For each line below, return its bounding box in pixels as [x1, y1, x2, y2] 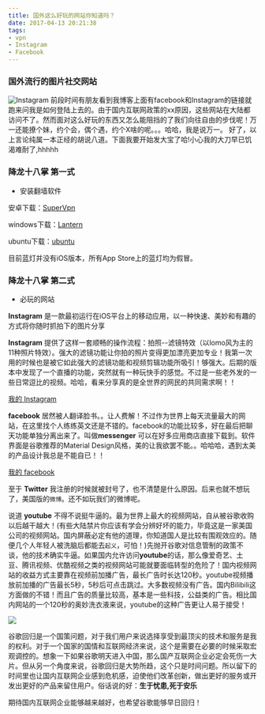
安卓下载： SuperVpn [8, 202, 76, 212]
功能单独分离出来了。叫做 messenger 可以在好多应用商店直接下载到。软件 [14, 430, 256, 440]
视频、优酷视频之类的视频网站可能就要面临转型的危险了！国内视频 [35, 560, 250, 569]
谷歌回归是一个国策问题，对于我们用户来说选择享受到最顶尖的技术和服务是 [8, 631, 250, 640]
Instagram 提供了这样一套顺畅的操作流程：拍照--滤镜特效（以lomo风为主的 [8, 338, 254, 347]
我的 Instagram [8, 394, 57, 403]
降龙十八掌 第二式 [8, 274, 75, 285]
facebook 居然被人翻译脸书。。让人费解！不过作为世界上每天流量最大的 [8, 410, 239, 420]
